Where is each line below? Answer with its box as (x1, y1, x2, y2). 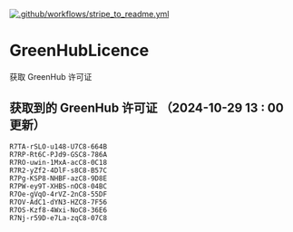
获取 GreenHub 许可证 (9, 71, 93, 82)
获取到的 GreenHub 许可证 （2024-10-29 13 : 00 (9, 101, 284, 116)
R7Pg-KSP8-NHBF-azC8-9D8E (9, 173, 107, 183)
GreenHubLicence (9, 41, 150, 61)
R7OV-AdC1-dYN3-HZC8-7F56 (9, 198, 107, 207)
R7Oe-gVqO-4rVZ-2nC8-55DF (9, 189, 107, 198)
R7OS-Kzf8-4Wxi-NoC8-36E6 (9, 205, 107, 215)
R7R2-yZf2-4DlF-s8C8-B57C (9, 166, 107, 175)
